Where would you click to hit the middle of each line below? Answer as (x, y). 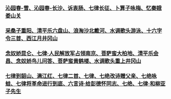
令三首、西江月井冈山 (31, 38)
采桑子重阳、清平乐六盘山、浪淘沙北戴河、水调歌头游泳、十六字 (84, 31)
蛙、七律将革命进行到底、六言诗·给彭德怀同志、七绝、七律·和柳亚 (86, 84)
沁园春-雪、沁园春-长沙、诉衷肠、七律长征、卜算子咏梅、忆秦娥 (83, 8)
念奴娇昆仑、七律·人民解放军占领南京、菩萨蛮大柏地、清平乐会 (82, 53)
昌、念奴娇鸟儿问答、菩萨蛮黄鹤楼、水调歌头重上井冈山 (73, 61)
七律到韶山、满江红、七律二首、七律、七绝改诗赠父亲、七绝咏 (81, 76)
